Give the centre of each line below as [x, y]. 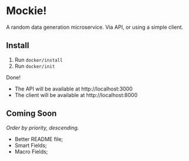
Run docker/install [39, 59]
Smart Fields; [31, 145]
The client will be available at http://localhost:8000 [76, 95]
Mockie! [26, 11]
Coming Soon [31, 114]
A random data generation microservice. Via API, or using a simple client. [95, 27]
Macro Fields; [31, 152]
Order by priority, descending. [43, 128]
